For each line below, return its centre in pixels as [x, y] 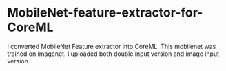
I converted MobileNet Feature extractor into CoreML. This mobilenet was [112, 46]
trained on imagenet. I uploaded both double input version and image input [113, 54]
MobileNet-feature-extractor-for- [105, 13]
